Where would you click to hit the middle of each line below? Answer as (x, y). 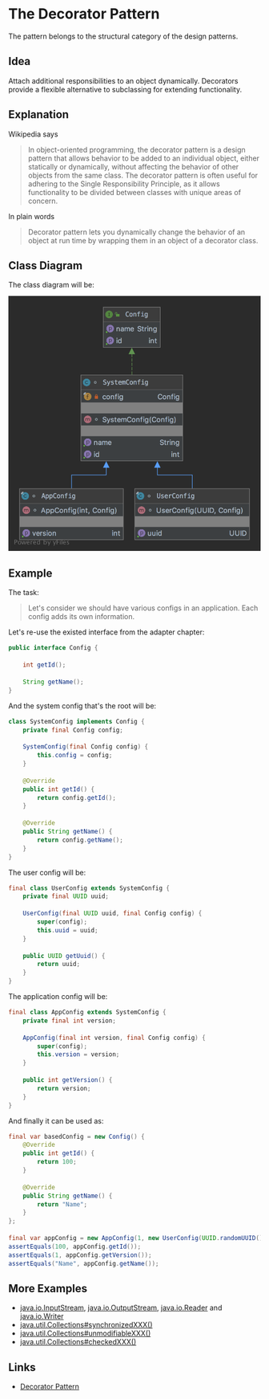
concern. (43, 201)
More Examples (48, 1289)
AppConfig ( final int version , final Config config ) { (114, 1038)
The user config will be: (47, 872)
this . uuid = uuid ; (68, 930)
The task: (24, 593)
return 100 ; (57, 1162)
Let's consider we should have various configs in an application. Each (143, 608)
